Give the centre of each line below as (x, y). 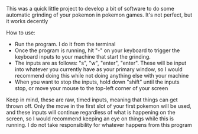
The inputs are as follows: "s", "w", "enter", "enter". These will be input (100, 63)
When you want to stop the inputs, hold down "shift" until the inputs (97, 82)
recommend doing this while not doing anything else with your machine (102, 76)
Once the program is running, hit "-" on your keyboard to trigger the (97, 50)
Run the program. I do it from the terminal (65, 44)
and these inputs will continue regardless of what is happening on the (91, 112)
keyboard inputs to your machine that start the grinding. (82, 57)
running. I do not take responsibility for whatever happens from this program (99, 125)
